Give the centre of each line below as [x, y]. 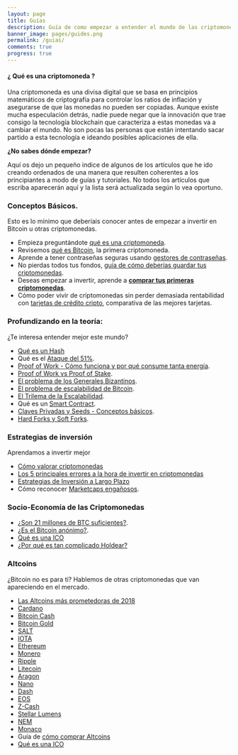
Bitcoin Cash [36, 616]
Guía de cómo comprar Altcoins [64, 737]
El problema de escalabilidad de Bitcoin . [76, 389]
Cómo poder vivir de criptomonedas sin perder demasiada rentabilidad [121, 295]
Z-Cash [29, 706]
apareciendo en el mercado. [49, 587]
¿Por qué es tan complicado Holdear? [72, 545]
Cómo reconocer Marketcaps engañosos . [78, 489]
